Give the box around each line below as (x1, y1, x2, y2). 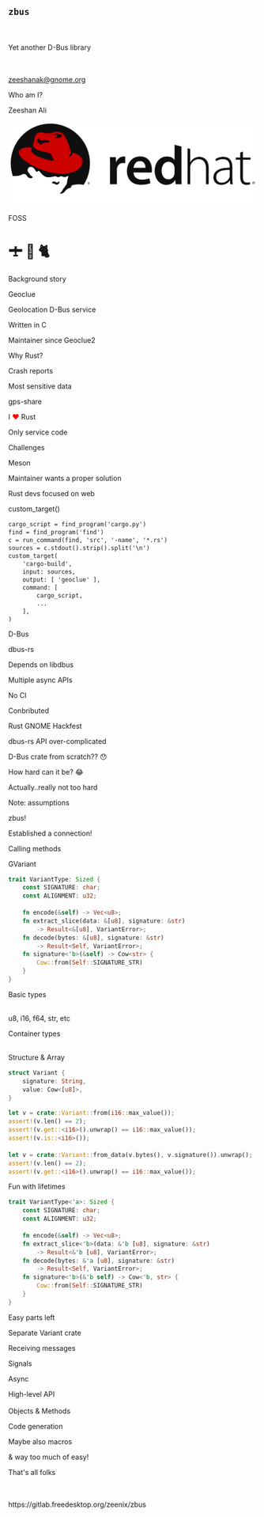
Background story (8, 274, 67, 283)
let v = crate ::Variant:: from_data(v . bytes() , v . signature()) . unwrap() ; (8, 1151, 253, 1159)
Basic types (8, 989, 47, 999)
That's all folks (8, 1467, 56, 1477)
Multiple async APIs (8, 675, 73, 685)
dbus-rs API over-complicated (8, 736, 107, 745)
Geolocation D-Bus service (8, 305, 96, 314)
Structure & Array (8, 1052, 66, 1062)
